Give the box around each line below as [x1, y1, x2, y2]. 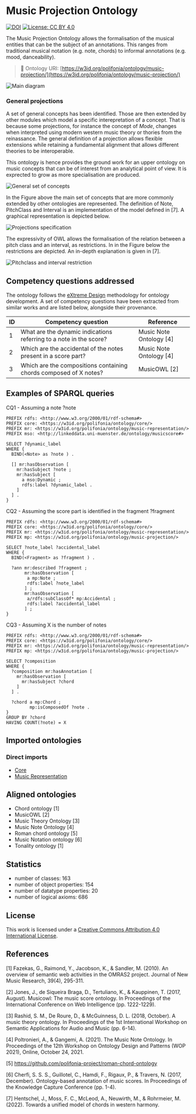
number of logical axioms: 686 [14, 893, 89, 900]
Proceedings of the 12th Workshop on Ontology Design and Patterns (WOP [6, 1042, 186, 1049]
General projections [6, 97, 64, 105]
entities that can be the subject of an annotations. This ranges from [6, 41, 168, 48]
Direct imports [6, 753, 48, 761]
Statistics [6, 859, 42, 869]
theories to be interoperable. [6, 147, 75, 154]
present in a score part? [20, 352, 86, 360]
